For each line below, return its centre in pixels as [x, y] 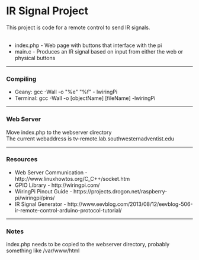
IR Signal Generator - [40, 204]
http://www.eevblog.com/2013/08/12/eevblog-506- [130, 204]
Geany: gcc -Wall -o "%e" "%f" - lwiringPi [66, 92]
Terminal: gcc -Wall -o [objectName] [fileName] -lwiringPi [85, 98]
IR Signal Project [47, 11]
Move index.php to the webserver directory [59, 132]
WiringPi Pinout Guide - [43, 191]
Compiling [21, 79]
